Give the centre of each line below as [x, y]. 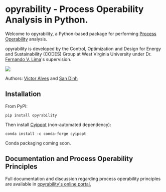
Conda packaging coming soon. [38, 143]
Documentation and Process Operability [69, 159]
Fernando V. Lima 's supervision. [38, 59]
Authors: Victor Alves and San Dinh [41, 78]
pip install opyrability [31, 115]
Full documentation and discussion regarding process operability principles [83, 178]
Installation [23, 94]
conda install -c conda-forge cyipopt [46, 133]
